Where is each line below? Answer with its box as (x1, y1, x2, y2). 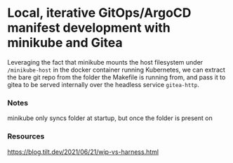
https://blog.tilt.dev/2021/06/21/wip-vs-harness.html (7, 148, 159, 156)
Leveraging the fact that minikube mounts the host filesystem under (7, 58, 204, 66)
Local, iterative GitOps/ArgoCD (7, 5, 192, 21)
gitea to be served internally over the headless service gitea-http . (7, 80, 200, 89)
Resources (7, 131, 45, 141)
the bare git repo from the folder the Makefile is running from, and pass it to (7, 72, 226, 81)
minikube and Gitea (7, 35, 123, 51)
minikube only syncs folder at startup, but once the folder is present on (7, 114, 213, 122)
